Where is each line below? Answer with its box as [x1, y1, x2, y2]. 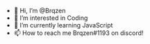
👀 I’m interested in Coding [13, 14, 88, 22]
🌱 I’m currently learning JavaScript [13, 21, 113, 29]
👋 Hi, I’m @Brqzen [13, 7, 66, 14]
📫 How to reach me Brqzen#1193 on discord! [13, 29, 144, 37]
